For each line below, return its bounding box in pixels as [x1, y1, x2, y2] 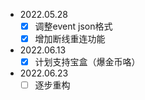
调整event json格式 [34, 20, 113, 32]
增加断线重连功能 [34, 33, 106, 45]
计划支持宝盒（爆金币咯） [34, 56, 141, 68]
